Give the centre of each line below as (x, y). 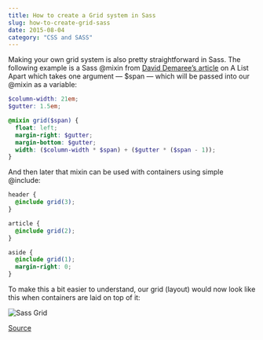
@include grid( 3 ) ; (46, 202)
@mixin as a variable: (42, 85)
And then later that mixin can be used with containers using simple (116, 172)
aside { (21, 252)
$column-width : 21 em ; (44, 99)
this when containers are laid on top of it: (74, 298)
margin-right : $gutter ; (54, 135)
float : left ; (37, 128)
